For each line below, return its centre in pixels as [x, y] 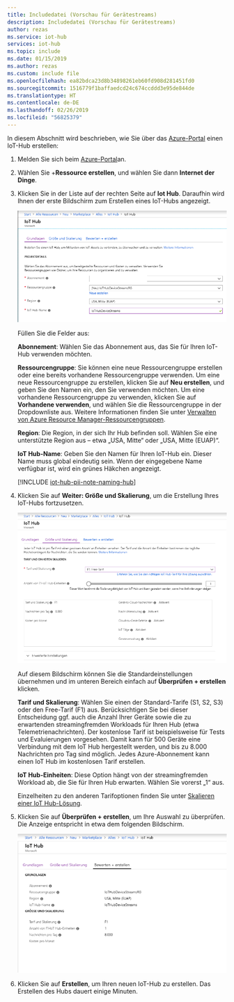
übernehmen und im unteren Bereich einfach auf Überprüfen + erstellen [122, 682]
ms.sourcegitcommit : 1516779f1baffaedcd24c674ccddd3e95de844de [101, 88]
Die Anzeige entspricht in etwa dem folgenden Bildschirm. [101, 824]
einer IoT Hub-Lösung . [49, 804]
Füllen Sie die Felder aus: [53, 334]
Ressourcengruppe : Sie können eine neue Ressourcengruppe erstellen [120, 368]
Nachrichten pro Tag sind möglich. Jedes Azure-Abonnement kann [114, 754]
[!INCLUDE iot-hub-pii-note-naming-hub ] [77, 482]
